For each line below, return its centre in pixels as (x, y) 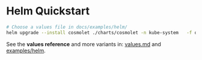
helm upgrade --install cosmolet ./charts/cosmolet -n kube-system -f (99, 32)
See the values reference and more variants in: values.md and (84, 44)
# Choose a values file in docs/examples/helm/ (67, 27)
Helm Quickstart (48, 11)
